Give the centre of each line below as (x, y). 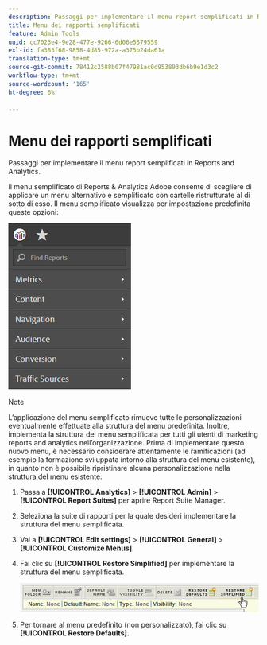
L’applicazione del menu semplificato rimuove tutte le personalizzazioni (125, 418)
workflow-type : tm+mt (44, 76)
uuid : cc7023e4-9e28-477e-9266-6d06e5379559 (83, 42)
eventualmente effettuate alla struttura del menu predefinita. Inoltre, (119, 426)
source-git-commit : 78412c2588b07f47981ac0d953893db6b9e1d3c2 (113, 68)
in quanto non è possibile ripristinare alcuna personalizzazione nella (119, 468)
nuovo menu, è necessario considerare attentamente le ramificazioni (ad (127, 451)
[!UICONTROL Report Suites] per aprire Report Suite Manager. (122, 500)
